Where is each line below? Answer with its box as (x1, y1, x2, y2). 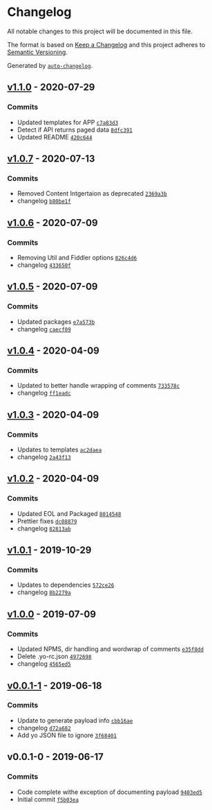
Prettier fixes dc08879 (17, 517, 77, 525)
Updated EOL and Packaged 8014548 (17, 509, 122, 517)
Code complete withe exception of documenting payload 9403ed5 (17, 788, 202, 796)
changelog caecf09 (17, 325, 71, 333)
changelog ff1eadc (17, 389, 71, 397)
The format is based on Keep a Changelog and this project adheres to (7, 40, 206, 49)
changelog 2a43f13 (17, 453, 71, 461)
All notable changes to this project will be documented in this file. (7, 27, 193, 35)
